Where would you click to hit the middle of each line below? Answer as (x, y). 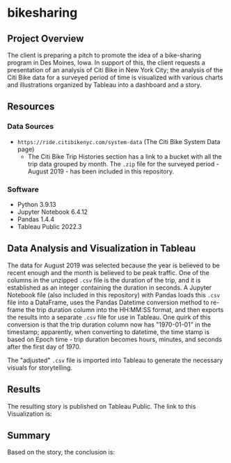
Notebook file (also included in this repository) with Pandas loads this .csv (114, 295)
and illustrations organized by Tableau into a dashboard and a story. (104, 85)
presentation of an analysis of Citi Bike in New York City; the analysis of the (115, 70)
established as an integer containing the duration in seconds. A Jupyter (110, 288)
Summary (29, 435)
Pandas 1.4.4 (36, 219)
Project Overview (46, 39)
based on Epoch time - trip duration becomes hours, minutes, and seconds (115, 339)
